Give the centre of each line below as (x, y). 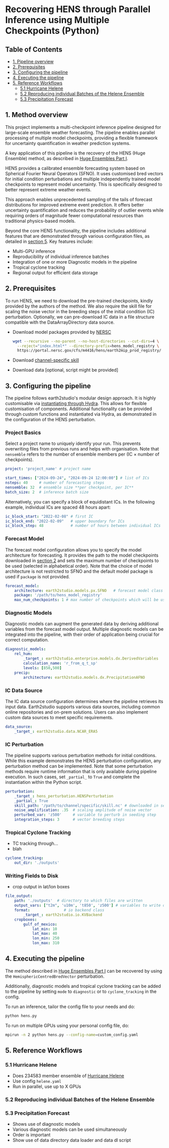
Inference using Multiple (57, 20)
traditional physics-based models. (40, 221)
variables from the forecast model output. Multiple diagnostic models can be (84, 629)
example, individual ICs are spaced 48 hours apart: (58, 507)
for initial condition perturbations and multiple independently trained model (83, 179)
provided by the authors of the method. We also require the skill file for (78, 306)
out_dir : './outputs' (37, 863)
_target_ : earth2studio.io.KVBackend (63, 915)
